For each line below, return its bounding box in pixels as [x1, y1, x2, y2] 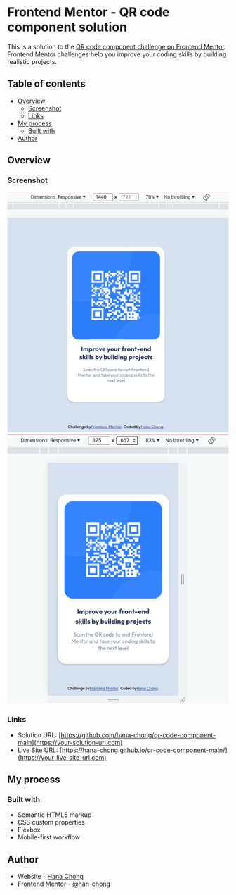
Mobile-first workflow [17, 833, 81, 841]
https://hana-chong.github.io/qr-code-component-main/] [62, 746, 228, 754]
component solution [7, 19, 128, 35]
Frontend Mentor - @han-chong [17, 880, 111, 888]
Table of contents [7, 78, 86, 90]
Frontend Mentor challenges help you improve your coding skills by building [7, 50, 227, 58]
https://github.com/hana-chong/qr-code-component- [60, 730, 216, 739]
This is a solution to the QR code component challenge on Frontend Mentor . [7, 42, 226, 51]
